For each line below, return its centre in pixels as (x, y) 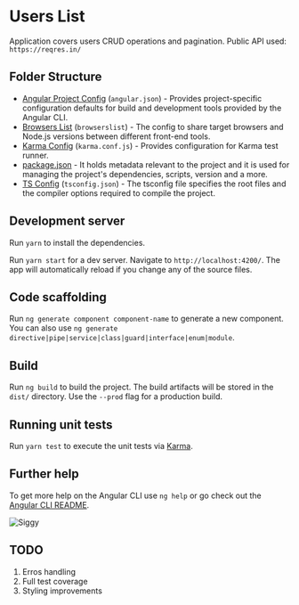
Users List (47, 16)
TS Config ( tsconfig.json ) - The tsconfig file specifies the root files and (154, 184)
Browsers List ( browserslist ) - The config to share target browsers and (153, 127)
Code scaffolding (58, 297)
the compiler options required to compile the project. (119, 192)
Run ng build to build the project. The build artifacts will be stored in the (141, 387)
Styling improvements (62, 591)
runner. (35, 155)
